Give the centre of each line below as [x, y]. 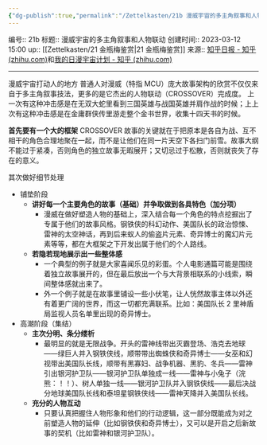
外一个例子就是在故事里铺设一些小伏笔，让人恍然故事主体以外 [145, 293]
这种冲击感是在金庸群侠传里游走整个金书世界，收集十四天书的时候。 [133, 113]
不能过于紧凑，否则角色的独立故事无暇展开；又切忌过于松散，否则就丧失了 [130, 150]
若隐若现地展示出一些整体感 [77, 254]
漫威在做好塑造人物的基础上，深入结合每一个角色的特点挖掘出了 [148, 214]
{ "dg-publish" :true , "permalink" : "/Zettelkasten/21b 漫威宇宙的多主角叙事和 [130, 16]
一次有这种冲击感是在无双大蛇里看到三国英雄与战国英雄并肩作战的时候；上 [130, 103]
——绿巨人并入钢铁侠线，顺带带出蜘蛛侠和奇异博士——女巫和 [145, 353]
